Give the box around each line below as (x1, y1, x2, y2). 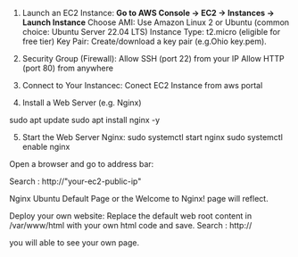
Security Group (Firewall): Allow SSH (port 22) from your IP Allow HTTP (21, 54, 286, 63)
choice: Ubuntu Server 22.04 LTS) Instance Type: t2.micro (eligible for (21, 27, 281, 37)
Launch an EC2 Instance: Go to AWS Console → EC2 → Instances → (21, 8, 275, 18)
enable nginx (21, 142, 70, 152)
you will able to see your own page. (9, 237, 140, 248)
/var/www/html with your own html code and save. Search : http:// (9, 220, 252, 230)
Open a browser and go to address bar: (9, 159, 154, 169)
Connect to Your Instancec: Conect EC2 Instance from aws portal (21, 80, 263, 90)
